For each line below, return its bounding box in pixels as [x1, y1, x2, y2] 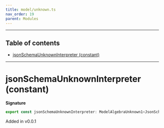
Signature [5, 100, 26, 106]
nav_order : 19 [5, 12, 35, 17]
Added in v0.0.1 [5, 118, 36, 124]
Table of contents [5, 39, 60, 47]
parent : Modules [5, 16, 38, 21]
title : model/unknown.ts [5, 7, 56, 12]
